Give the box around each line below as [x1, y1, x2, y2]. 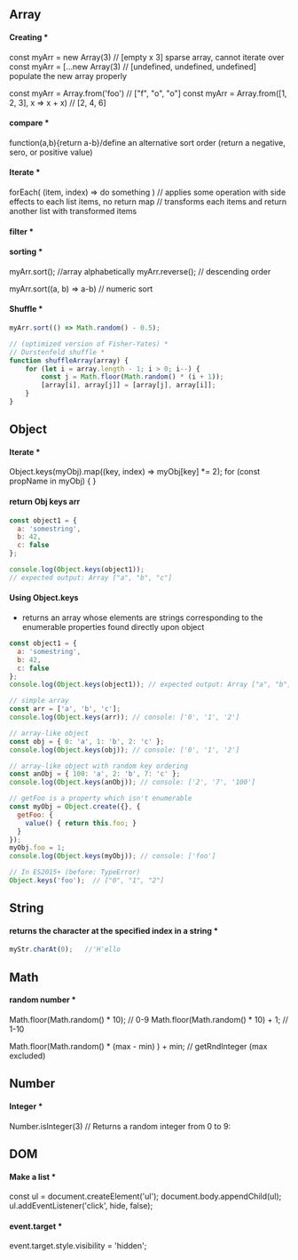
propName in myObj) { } [9, 475, 97, 487]
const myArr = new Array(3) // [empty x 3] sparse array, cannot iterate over [9, 52, 285, 62]
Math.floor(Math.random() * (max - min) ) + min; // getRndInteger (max [9, 1041, 268, 1051]
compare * [9, 117, 50, 128]
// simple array [9, 697, 69, 706]
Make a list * [9, 1171, 56, 1182]
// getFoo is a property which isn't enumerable [9, 794, 192, 803]
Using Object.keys [9, 593, 79, 603]
